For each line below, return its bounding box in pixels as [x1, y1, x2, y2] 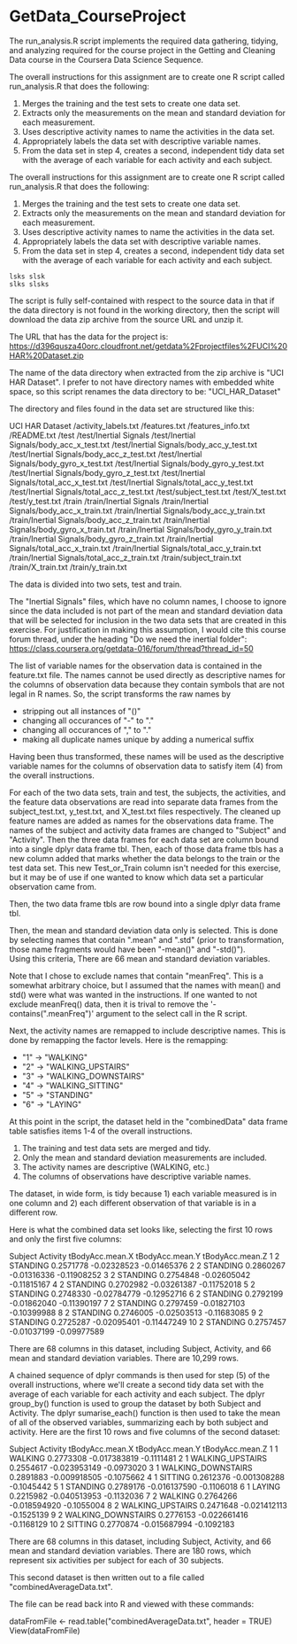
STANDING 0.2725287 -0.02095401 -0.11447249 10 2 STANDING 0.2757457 [9, 1316, 287, 1327]
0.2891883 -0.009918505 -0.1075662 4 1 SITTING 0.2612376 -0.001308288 [9, 1471, 286, 1482]
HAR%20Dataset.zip [9, 350, 84, 361]
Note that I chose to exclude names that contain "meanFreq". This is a [9, 970, 263, 981]
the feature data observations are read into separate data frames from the [9, 796, 278, 807]
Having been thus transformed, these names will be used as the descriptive [9, 751, 285, 761]
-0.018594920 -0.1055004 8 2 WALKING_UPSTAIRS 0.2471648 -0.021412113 [9, 1500, 287, 1510]
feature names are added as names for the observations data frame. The [9, 815, 274, 826]
